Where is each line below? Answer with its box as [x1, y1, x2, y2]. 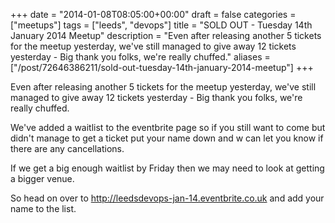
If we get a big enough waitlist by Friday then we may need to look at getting [10, 162, 325, 174]
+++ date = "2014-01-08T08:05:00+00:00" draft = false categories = [10, 9, 297, 20]
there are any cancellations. [10, 143, 125, 154]
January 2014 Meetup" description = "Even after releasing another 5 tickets [10, 30, 322, 41]
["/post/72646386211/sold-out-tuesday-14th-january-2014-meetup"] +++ [10, 62, 314, 73]
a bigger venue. [10, 173, 75, 184]
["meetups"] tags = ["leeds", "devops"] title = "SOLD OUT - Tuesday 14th [10, 19, 313, 31]
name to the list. [10, 203, 77, 214]
